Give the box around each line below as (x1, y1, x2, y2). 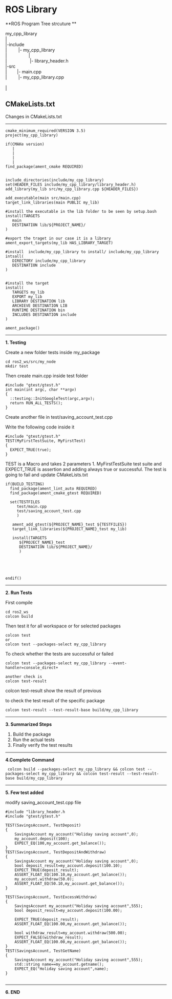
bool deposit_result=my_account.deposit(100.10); (14, 863, 123, 868)
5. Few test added (5, 789, 44, 796)
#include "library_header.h (5, 809, 66, 814)
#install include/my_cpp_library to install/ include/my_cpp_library (5, 249, 159, 254)
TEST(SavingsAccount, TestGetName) (5, 948, 81, 953)
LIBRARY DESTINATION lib (12, 298, 66, 303)
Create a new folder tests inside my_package (5, 349, 100, 355)
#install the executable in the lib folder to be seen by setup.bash (5, 209, 157, 214)
